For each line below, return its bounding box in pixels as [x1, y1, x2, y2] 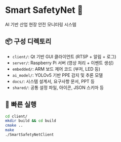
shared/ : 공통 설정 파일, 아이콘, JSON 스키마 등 [12, 84, 104, 91]
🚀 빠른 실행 [5, 100, 37, 109]
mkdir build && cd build [5, 118, 56, 123]
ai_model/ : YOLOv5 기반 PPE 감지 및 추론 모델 [12, 72, 103, 78]
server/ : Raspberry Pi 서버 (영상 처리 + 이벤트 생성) [12, 59, 114, 66]
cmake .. [5, 123, 23, 128]
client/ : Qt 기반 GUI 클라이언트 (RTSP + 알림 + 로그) [12, 53, 117, 59]
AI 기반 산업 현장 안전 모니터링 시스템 [5, 21, 77, 27]
